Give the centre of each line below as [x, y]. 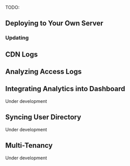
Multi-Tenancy [29, 145]
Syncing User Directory [43, 117]
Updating [17, 38]
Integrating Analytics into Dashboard [65, 89]
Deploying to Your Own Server [54, 23]
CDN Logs [22, 54]
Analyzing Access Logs [44, 72]
